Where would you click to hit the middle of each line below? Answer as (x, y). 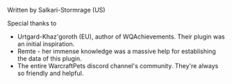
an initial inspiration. (46, 44)
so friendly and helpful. (50, 73)
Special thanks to (32, 23)
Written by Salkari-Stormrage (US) (56, 10)
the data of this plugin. (49, 59)
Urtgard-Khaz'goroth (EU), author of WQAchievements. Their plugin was (121, 36)
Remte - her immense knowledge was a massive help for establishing (117, 51)
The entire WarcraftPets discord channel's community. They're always (118, 66)
